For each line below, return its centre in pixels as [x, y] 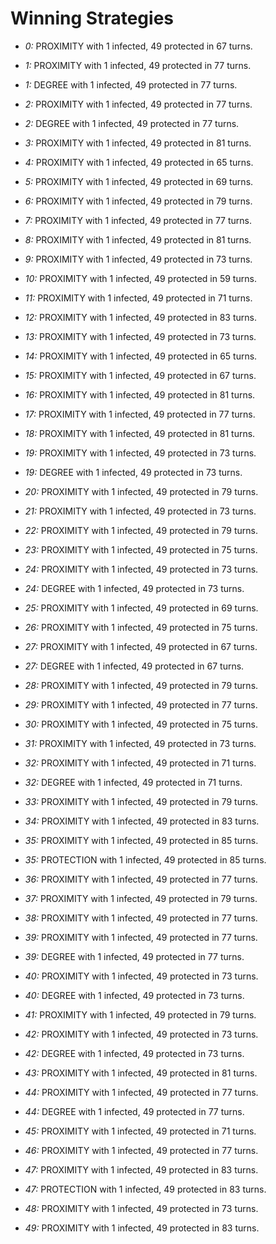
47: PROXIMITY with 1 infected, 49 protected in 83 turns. [141, 1169]
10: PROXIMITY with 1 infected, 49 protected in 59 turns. [140, 278]
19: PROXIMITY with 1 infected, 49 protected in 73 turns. [140, 453]
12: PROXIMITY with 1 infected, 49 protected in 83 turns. [140, 317]
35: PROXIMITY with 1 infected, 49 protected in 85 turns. [141, 840]
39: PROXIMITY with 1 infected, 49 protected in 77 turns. [141, 937]
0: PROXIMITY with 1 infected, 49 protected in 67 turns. [138, 46]
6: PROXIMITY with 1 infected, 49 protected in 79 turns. [138, 201]
